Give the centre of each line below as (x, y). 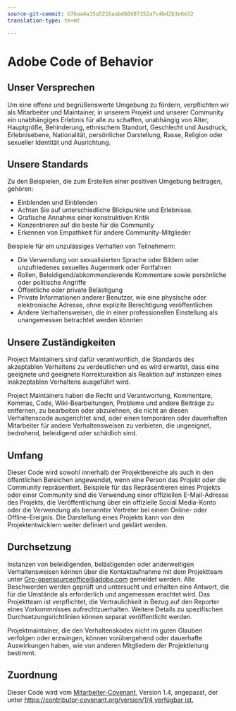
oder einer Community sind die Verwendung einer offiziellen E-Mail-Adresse (118, 495)
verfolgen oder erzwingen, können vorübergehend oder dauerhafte (105, 637)
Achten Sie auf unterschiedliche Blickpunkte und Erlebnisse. (105, 210)
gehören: (20, 189)
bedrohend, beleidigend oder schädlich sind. (72, 433)
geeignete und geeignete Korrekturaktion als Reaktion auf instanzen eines (114, 375)
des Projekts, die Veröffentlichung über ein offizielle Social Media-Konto (112, 502)
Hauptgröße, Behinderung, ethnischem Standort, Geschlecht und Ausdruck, (117, 127)
